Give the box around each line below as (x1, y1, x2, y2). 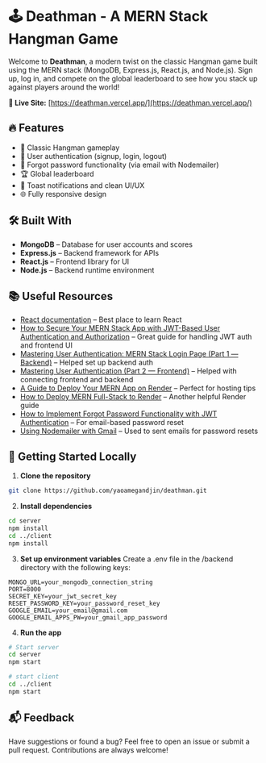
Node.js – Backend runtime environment (19, 265, 155, 275)
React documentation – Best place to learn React (19, 315, 182, 324)
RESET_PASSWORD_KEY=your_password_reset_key (8, 599, 160, 607)
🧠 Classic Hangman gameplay (19, 143, 120, 152)
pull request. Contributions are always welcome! (8, 744, 168, 755)
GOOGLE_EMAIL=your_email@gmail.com (8, 607, 128, 615)
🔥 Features (8, 121, 64, 135)
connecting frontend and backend (19, 375, 134, 385)
